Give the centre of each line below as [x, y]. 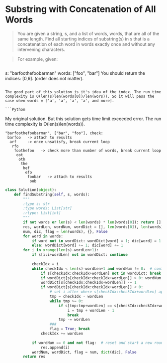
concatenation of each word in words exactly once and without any [86, 44]
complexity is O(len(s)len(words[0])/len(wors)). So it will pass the [80, 96]
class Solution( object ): [31, 190]
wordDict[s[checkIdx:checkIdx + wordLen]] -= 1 [88, 283]
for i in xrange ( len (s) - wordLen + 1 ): [61, 250]
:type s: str [37, 204]
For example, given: [38, 59]
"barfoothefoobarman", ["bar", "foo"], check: [54, 133]
